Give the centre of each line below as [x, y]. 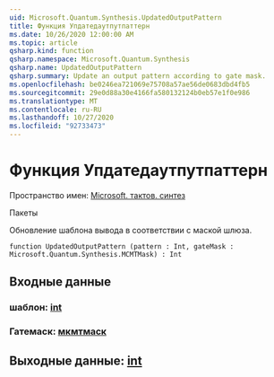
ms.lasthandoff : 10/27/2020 [62, 118]
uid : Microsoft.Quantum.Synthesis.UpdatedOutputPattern [116, 18]
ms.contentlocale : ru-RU [56, 110]
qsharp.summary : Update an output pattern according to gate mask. [138, 76]
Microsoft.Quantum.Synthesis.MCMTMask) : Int [95, 254]
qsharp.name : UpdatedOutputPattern [76, 68]
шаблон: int [36, 308]
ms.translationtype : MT [54, 101]
